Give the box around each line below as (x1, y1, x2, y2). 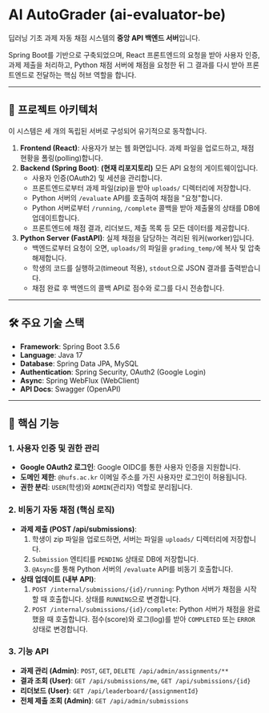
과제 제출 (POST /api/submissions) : (19, 524, 138, 534)
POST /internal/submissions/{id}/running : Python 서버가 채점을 (31, 584, 243, 594)
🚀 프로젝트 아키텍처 (8, 103, 98, 117)
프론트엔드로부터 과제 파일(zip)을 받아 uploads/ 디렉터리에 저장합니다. (31, 182, 251, 193)
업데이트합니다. (31, 213, 80, 222)
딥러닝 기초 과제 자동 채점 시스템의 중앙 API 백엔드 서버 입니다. (8, 33, 201, 42)
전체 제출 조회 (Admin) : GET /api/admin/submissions (19, 695, 189, 705)
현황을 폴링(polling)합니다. (19, 153, 104, 162)
